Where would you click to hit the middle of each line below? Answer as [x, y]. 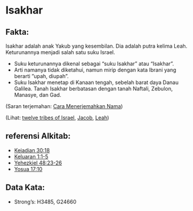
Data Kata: [25, 188]
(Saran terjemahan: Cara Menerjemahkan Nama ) [64, 106]
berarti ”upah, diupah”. [41, 76]
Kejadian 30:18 [32, 150]
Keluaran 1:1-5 [31, 156]
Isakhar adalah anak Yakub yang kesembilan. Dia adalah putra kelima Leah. [96, 46]
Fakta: [17, 32]
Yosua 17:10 [28, 169]
